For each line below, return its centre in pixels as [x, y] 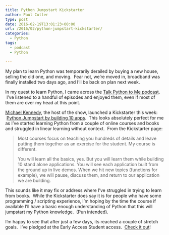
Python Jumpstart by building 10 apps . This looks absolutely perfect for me [85, 117]
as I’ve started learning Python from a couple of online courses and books [82, 123]
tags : [11, 43]
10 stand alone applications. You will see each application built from [88, 164]
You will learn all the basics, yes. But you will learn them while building [91, 159]
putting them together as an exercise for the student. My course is [86, 144]
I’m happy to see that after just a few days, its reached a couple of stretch [82, 221]
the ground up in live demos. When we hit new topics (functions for [88, 170]
